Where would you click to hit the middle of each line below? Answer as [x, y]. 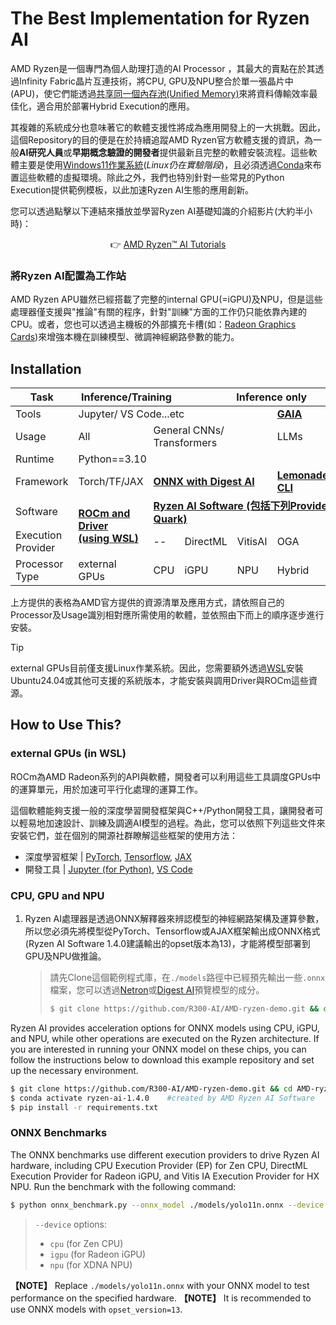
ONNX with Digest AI [204, 482]
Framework [42, 482]
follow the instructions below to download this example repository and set [162, 1059]
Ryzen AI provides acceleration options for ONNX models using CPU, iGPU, [165, 1028]
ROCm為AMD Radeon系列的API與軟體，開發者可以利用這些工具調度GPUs [161, 776]
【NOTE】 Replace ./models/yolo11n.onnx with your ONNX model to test [160, 1285]
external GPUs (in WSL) [68, 754]
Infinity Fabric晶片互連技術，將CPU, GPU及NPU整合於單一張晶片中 [156, 81]
